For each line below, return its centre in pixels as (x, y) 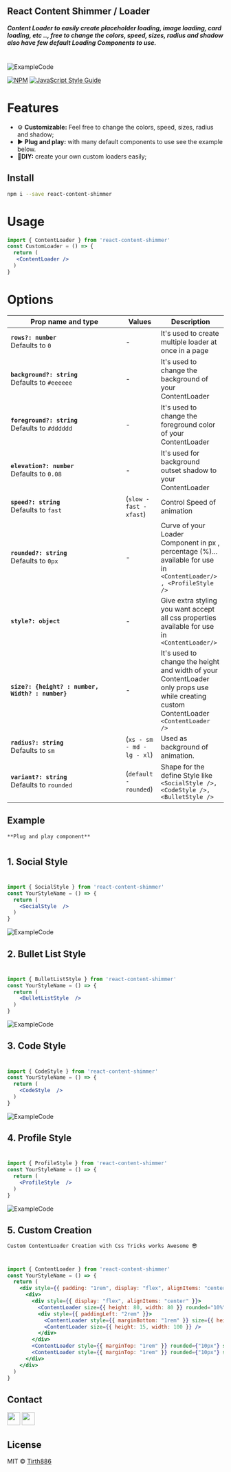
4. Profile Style (40, 1138)
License (24, 1445)
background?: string (44, 374)
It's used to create (190, 333)
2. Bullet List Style (46, 954)
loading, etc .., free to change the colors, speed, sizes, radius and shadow (115, 35)
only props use (185, 687)
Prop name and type (64, 321)
